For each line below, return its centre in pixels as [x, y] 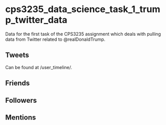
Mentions [21, 117]
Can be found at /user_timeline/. [39, 67]
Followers [21, 100]
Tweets [17, 55]
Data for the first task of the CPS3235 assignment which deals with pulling [83, 34]
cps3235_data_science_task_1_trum [83, 9]
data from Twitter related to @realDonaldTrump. [55, 39]
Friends [18, 83]
